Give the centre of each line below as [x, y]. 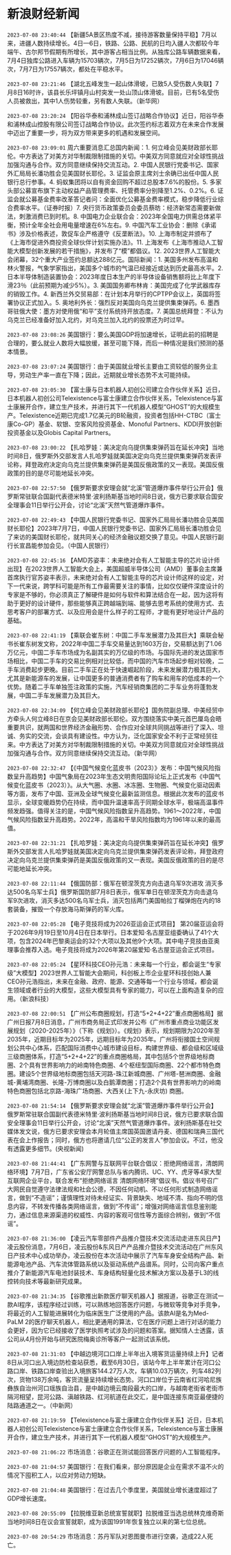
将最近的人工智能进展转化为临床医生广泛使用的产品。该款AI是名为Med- [108, 1313]
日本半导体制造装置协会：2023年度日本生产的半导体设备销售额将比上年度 [111, 276]
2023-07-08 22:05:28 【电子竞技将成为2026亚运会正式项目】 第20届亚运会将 [115, 924]
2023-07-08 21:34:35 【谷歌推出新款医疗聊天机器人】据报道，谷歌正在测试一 [115, 1296]
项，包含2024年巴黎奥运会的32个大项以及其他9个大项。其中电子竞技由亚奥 [113, 941]
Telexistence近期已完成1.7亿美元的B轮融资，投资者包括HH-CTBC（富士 [120, 415]
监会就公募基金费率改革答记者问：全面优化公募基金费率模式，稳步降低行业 [112, 199]
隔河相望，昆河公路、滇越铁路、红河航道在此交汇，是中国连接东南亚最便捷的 [115, 1396]
